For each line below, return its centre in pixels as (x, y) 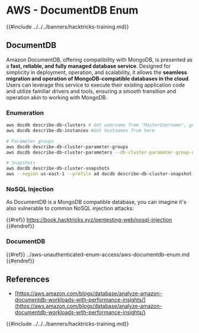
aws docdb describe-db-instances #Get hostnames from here (81, 130)
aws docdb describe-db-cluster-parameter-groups (67, 147)
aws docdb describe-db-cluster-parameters (59, 152)
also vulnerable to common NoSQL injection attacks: (70, 209)
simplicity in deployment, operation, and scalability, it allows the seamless (97, 72)
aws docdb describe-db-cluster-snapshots (58, 169)
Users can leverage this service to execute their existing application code (96, 85)
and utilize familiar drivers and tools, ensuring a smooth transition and (91, 91)
